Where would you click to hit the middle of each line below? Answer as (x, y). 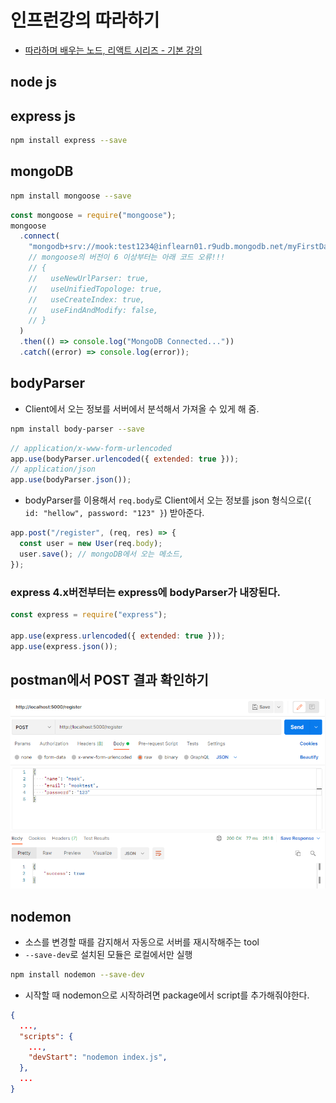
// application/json (53, 469)
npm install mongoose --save (71, 196)
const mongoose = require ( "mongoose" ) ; (93, 215)
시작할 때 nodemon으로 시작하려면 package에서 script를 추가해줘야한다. (167, 995)
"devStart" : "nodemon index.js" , (98, 1057)
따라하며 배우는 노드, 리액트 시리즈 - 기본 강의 (113, 50)
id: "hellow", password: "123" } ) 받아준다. (114, 513)
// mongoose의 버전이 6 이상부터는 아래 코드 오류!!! (127, 257)
